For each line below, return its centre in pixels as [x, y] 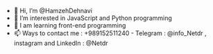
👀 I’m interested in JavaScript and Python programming [93, 18]
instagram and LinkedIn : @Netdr [61, 43]
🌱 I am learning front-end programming [70, 25]
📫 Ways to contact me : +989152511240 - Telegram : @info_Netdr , [110, 33]
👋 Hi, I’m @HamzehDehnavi [53, 11]
